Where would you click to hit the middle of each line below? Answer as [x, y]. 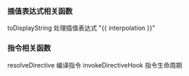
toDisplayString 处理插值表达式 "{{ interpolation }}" [81, 28]
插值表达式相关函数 [40, 11]
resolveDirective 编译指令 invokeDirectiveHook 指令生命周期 [95, 65]
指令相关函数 [29, 48]
